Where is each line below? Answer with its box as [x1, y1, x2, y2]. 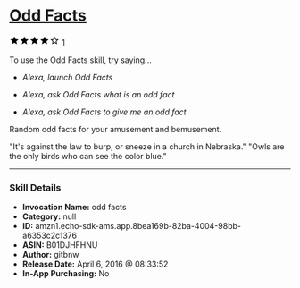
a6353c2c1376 [21, 230, 78, 241]
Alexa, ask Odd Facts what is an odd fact [21, 89, 175, 99]
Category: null [21, 211, 77, 222]
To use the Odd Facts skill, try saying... [9, 55, 152, 65]
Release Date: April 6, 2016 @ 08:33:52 [21, 258, 169, 269]
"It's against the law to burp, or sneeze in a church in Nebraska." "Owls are [9, 140, 285, 152]
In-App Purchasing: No [21, 268, 110, 279]
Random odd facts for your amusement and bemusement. [9, 123, 222, 134]
